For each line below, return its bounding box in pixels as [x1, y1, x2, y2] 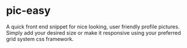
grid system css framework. [6, 35, 74, 42]
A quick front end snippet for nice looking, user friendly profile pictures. [6, 23, 180, 30]
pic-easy [6, 4, 51, 17]
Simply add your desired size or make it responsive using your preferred [6, 29, 181, 36]
